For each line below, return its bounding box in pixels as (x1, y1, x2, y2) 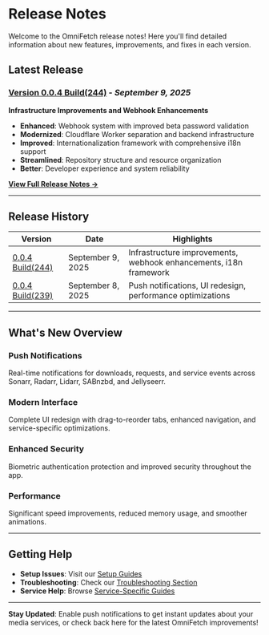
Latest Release (8, 63, 84, 77)
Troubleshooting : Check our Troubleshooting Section (19, 577, 198, 587)
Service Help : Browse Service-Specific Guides (19, 586, 175, 596)
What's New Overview (8, 326, 122, 339)
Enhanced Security (8, 443, 85, 455)
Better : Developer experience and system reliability (19, 164, 190, 173)
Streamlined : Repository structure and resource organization (19, 155, 222, 164)
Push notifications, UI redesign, (128, 280, 247, 291)
